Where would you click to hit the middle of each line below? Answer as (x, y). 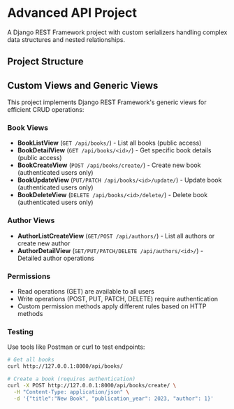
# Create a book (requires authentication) (72, 379)
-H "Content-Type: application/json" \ (72, 392)
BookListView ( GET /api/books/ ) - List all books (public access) (109, 143)
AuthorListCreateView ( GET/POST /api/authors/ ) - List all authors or (116, 236)
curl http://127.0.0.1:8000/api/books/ (65, 366)
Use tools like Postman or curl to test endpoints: (76, 347)
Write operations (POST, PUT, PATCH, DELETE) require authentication (118, 299)
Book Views (28, 128)
